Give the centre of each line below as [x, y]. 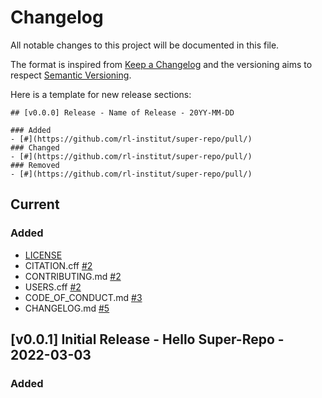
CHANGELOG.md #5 [67, 308]
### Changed [35, 147]
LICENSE [43, 255]
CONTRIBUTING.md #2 [73, 276]
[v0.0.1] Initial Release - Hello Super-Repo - [147, 339]
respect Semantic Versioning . [71, 75]
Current [35, 204]
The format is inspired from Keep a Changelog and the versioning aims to [161, 64]
